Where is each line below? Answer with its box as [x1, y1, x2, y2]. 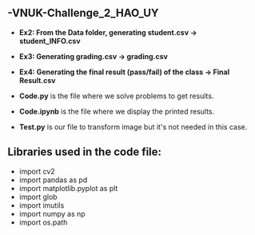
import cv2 [18, 166, 55, 176]
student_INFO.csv [18, 36, 81, 46]
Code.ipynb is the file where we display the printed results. [18, 106, 215, 116]
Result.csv [18, 75, 56, 85]
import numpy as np [18, 209, 86, 218]
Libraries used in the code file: [7, 145, 161, 159]
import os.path [18, 217, 68, 227]
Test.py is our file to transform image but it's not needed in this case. [18, 121, 248, 131]
